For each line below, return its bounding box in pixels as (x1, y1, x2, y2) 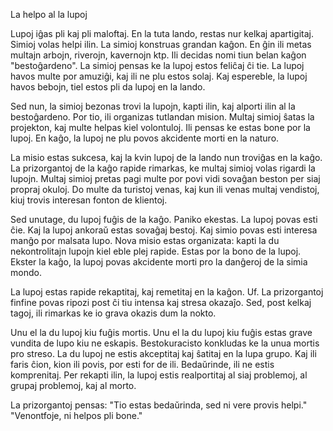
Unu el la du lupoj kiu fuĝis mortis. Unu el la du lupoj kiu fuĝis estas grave (10, 327, 313, 338)
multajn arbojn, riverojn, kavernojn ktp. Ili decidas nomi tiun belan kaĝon (10, 49, 307, 61)
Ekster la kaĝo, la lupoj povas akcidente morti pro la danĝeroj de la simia (10, 256, 308, 268)
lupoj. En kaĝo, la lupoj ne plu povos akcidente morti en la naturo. (10, 132, 280, 144)
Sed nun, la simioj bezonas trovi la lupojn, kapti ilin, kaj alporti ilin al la (10, 100, 296, 112)
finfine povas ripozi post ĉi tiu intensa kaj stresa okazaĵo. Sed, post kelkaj (10, 297, 312, 308)
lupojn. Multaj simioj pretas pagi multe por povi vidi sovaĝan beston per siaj (10, 173, 321, 184)
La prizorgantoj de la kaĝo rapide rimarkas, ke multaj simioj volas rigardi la (10, 162, 316, 174)
